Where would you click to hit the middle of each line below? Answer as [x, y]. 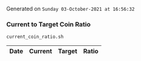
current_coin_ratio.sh [35, 37]
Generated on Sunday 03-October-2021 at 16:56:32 [70, 9]
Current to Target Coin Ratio [49, 24]
